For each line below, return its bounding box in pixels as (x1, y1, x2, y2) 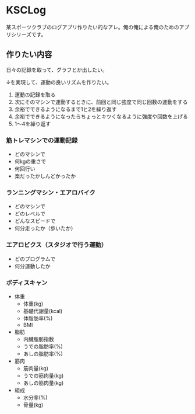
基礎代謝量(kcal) (23, 307, 63, 314)
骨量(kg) (23, 401, 44, 408)
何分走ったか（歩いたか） (14, 225, 76, 232)
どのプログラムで (14, 255, 56, 262)
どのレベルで (14, 210, 45, 217)
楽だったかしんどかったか (14, 173, 76, 180)
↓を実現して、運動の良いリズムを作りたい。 (6, 78, 112, 85)
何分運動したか (14, 262, 51, 269)
